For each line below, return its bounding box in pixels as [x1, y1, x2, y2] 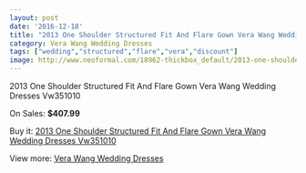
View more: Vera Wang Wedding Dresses [9, 153, 164, 164]
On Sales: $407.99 [9, 108, 80, 118]
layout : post [9, 13, 59, 23]
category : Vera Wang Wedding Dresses [9, 38, 153, 48]
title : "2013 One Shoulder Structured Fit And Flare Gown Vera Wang [9, 30, 275, 39]
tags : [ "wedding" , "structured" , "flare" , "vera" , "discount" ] [9, 47, 239, 56]
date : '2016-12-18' [9, 22, 84, 31]
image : [9, 56, 35, 65]
